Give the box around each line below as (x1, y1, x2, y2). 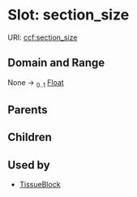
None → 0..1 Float (7, 77, 64, 89)
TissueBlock (19, 180, 62, 190)
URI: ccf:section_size (7, 32, 78, 42)
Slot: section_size (7, 6, 130, 24)
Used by (7, 158, 50, 172)
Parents (7, 103, 48, 117)
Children (7, 131, 52, 144)
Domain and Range (7, 56, 105, 70)
